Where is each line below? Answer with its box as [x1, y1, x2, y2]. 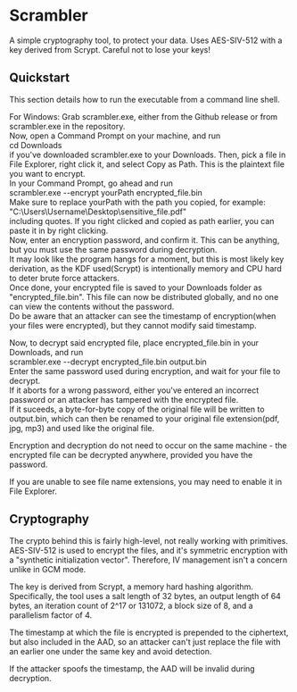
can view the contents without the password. [9, 301, 175, 312]
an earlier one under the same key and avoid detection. [9, 646, 212, 656]
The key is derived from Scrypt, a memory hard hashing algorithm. [9, 581, 254, 592]
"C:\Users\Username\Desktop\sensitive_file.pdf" [9, 206, 187, 217]
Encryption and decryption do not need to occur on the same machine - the [9, 439, 287, 451]
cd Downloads [9, 139, 62, 150]
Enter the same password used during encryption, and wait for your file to [9, 365, 281, 376]
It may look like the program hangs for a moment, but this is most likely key [9, 254, 285, 264]
